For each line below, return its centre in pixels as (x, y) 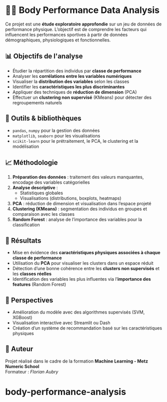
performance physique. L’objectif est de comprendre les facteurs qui (76, 29)
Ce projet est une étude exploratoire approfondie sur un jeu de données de (83, 24)
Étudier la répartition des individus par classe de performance (77, 71)
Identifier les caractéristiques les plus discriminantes (68, 86)
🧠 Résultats (23, 240)
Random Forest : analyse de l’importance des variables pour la (77, 220)
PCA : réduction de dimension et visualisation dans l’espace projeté (82, 204)
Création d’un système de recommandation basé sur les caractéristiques (87, 328)
